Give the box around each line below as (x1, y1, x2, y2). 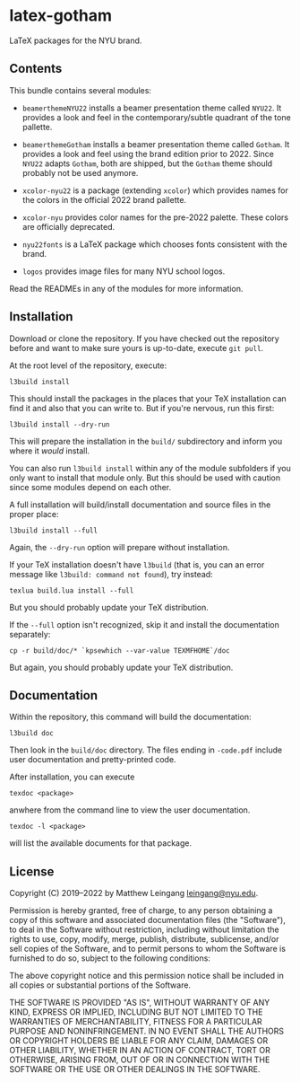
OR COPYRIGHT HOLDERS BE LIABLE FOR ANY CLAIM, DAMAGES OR (9, 1035, 269, 1046)
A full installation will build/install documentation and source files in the (9, 499, 271, 510)
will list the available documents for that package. (9, 838, 193, 849)
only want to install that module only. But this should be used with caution (9, 472, 281, 483)
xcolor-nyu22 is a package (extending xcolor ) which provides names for (21, 185, 289, 196)
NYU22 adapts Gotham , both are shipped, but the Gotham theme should (21, 158, 273, 169)
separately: (9, 629, 51, 639)
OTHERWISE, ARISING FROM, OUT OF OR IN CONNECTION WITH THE (9, 1054, 270, 1065)
